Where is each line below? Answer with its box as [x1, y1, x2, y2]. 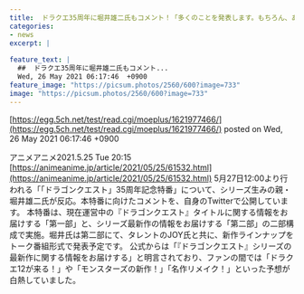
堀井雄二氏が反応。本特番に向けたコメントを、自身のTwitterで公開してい [9, 195, 281, 206]
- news [9, 30, 34, 39]
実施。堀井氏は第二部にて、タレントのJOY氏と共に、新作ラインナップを [24, 229, 294, 240]
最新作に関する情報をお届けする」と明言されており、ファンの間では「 [9, 251, 271, 262]
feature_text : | [9, 55, 71, 64]
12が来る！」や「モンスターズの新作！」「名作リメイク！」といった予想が [16, 263, 290, 274]
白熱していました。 [9, 274, 81, 285]
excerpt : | [9, 38, 51, 48]
